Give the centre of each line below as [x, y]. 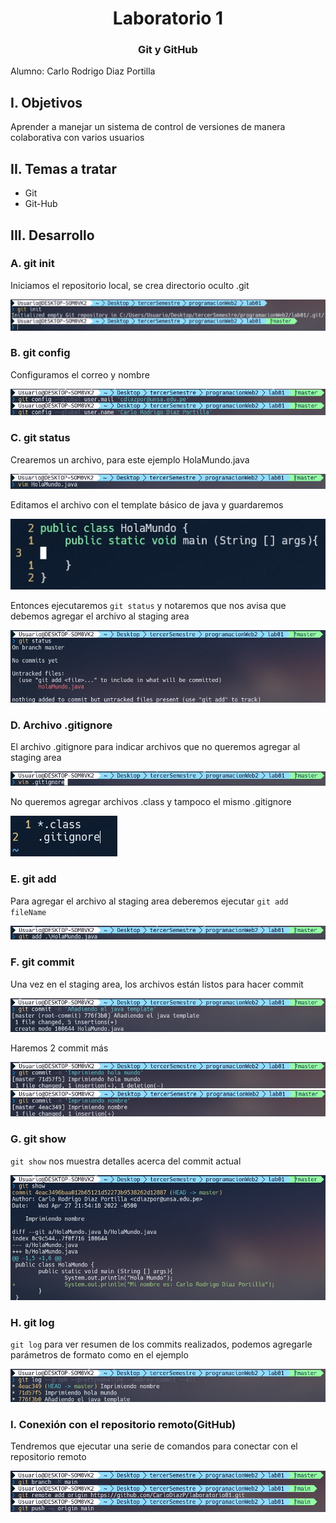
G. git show [38, 1139]
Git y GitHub [168, 50]
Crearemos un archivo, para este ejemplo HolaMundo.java [130, 459]
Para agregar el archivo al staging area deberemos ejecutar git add [149, 901]
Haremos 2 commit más [59, 1048]
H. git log [32, 1322]
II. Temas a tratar [63, 168]
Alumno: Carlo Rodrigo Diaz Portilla [83, 71]
